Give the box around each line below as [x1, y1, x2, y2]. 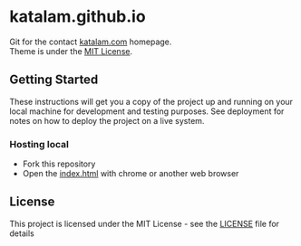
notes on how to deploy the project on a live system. [9, 115, 205, 126]
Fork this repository [22, 158, 96, 169]
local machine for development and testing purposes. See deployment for [9, 106, 285, 117]
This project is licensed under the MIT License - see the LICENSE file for [9, 218, 279, 229]
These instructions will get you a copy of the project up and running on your [9, 96, 293, 107]
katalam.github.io [9, 6, 147, 27]
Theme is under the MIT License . [9, 45, 133, 56]
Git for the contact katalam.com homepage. [9, 36, 172, 47]
